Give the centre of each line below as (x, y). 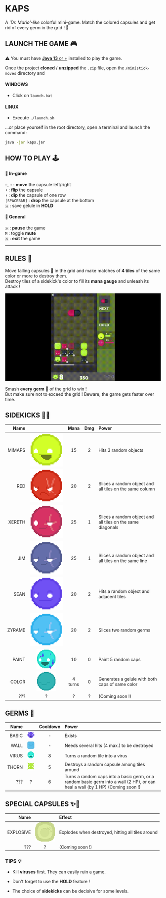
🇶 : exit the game (23, 238)
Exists (71, 736)
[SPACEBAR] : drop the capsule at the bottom (50, 200)
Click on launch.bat (32, 95)
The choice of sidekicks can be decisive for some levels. (70, 891)
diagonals (108, 528)
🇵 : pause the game (25, 228)
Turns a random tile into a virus (96, 756)
